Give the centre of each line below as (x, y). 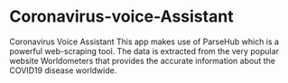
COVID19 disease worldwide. (63, 70)
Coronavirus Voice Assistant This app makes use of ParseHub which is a (144, 41)
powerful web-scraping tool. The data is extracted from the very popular (144, 51)
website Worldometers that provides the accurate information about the (142, 60)
